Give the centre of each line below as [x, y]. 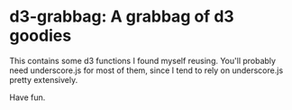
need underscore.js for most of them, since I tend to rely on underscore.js [146, 70]
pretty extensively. [44, 79]
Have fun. [27, 97]
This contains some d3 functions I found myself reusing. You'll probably [143, 60]
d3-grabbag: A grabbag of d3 [122, 17]
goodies [41, 36]
